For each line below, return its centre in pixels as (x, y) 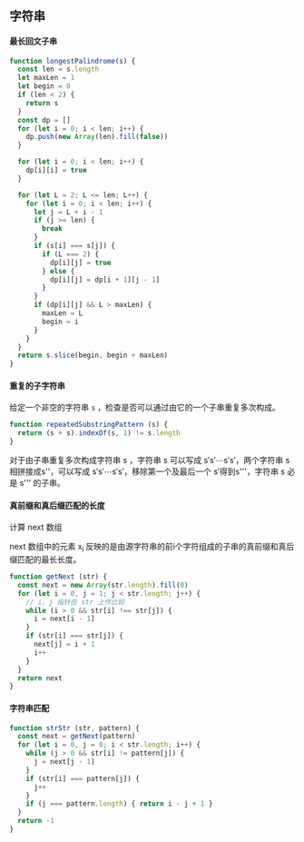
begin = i (60, 322)
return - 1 (36, 821)
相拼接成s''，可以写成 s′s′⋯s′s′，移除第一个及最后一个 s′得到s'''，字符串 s (147, 471)
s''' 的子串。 (42, 483)
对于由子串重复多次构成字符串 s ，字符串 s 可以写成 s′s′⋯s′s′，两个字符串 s (150, 461)
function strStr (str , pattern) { (75, 728)
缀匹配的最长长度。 (45, 560)
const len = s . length (59, 69)
